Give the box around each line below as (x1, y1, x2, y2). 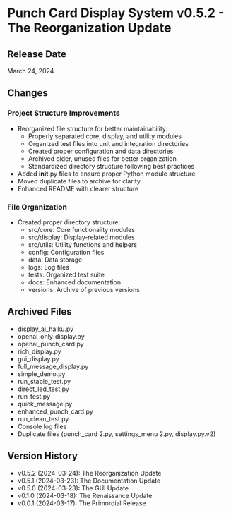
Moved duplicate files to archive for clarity (17, 176, 141, 185)
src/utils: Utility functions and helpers (28, 240, 138, 248)
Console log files (17, 422, 67, 430)
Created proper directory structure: (17, 217, 121, 227)
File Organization (7, 202, 67, 212)
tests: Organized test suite (28, 270, 105, 279)
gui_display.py (17, 354, 59, 363)
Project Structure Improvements (7, 108, 120, 118)
